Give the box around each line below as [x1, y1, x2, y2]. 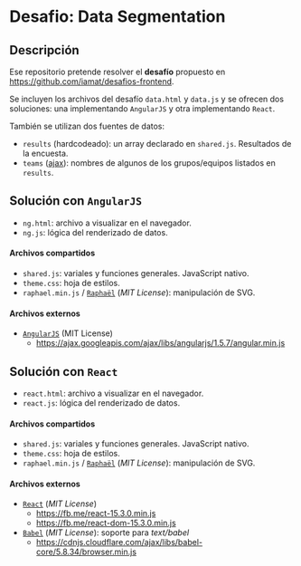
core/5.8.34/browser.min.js [35, 546, 137, 558]
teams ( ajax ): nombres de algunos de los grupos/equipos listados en [22, 158, 276, 168]
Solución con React [9, 364, 118, 379]
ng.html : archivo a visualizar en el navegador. [22, 217, 192, 228]
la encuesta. [22, 148, 69, 158]
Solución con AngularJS [9, 193, 143, 209]
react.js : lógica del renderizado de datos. [22, 398, 181, 408]
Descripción [9, 43, 80, 58]
